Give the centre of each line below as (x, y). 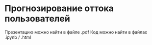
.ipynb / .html (18, 37)
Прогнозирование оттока (59, 8)
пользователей (38, 19)
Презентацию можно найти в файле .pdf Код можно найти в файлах (76, 32)
